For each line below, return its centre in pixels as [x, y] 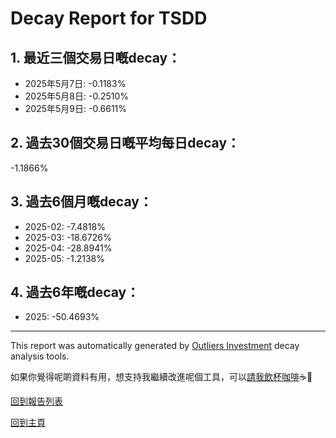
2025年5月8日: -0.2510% [77, 96]
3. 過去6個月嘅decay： [81, 202]
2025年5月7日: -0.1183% [75, 83]
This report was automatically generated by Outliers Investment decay [155, 346]
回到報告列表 [36, 401]
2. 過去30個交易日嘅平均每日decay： [125, 143]
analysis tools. [40, 356]
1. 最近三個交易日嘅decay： [96, 57]
